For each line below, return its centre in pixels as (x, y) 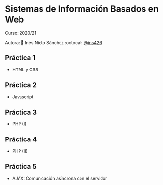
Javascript (23, 97)
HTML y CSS (25, 69)
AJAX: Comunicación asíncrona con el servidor (60, 178)
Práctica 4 (21, 139)
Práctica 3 (21, 112)
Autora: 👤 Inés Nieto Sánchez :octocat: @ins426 (54, 42)
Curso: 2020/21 (21, 33)
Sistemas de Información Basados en (82, 9)
